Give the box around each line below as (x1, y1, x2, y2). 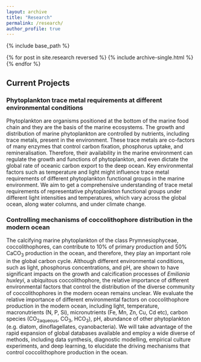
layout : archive (6, 8, 47, 15)
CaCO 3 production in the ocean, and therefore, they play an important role (6, 250, 191, 258)
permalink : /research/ (6, 20, 63, 26)
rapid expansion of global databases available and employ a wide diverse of (6, 329, 195, 337)
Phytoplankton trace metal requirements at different (6, 96, 162, 104)
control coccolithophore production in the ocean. (6, 348, 129, 356)
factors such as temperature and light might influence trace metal (6, 168, 170, 176)
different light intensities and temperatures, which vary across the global (6, 194, 187, 201)
